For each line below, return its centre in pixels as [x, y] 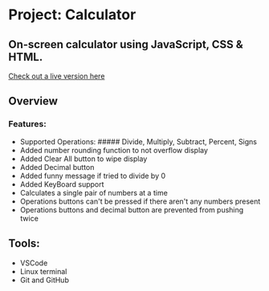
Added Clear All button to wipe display [84, 159]
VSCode [34, 263]
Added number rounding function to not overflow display [114, 150]
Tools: [24, 243]
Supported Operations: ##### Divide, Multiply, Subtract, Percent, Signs [139, 141]
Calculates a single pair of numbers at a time [94, 192]
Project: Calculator [72, 15]
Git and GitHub [45, 280]
